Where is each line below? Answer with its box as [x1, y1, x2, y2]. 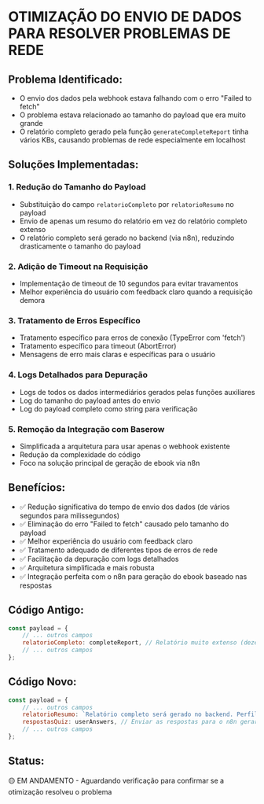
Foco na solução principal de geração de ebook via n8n [19, 458, 200, 467]
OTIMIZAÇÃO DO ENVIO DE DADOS [8, 8, 242, 26]
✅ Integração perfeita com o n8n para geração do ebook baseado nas [19, 571, 247, 581]
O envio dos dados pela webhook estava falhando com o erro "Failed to [19, 94, 252, 102]
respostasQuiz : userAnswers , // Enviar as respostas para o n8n [22, 718, 237, 726]
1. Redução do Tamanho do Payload [8, 182, 147, 193]
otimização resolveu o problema [8, 787, 112, 796]
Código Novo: [8, 675, 77, 688]
